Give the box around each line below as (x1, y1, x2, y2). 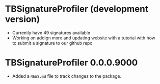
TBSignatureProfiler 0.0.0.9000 (5, 57, 138, 68)
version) (5, 14, 40, 25)
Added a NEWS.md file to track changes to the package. (12, 73, 122, 79)
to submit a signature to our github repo (12, 40, 93, 46)
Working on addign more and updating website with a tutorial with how (12, 35, 156, 41)
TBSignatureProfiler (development (5, 3, 149, 15)
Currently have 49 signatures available (12, 30, 91, 35)
